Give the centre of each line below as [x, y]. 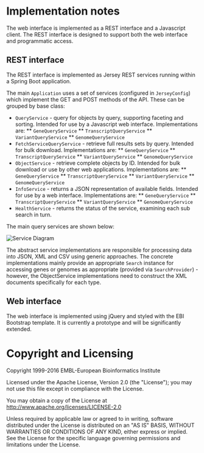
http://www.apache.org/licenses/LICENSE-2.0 [64, 407]
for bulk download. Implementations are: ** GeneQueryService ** [95, 150]
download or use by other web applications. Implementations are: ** [101, 169]
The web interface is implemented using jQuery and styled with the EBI [95, 316]
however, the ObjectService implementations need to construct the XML [97, 275]
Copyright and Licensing [70, 353]
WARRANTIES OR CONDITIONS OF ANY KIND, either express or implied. [97, 431]
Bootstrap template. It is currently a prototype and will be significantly [94, 322]
